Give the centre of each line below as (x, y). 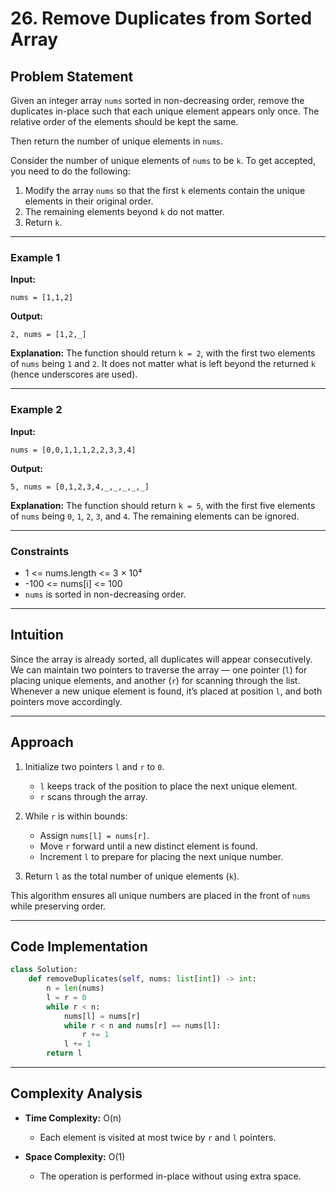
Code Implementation (79, 946)
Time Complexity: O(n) (73, 1118)
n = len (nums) (75, 988)
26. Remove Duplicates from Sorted (161, 18)
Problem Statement (72, 76)
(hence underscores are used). (74, 374)
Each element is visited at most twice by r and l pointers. (158, 1137)
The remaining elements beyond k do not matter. (124, 211)
